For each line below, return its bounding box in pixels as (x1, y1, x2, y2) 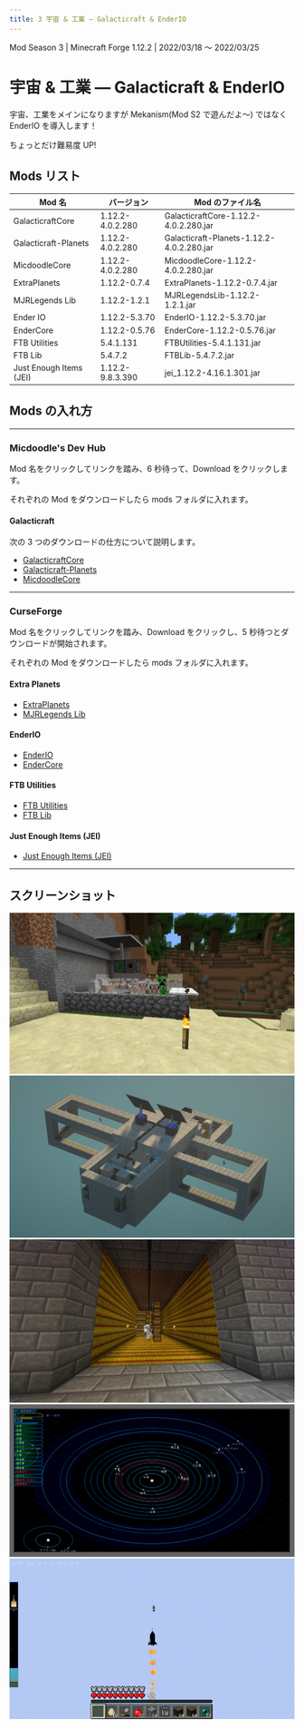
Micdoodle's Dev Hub (9, 441, 106, 454)
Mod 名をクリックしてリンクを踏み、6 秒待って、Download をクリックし (9, 463, 280, 474)
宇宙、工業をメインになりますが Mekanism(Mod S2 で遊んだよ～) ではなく (9, 109, 288, 120)
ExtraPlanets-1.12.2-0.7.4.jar (164, 277, 278, 288)
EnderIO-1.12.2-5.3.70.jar (164, 312, 267, 323)
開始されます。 (56, 638, 112, 649)
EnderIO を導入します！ (9, 120, 98, 131)
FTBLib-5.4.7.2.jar (164, 350, 235, 361)
